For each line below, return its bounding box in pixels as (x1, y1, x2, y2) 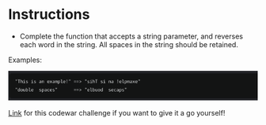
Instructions (8, 6, 90, 24)
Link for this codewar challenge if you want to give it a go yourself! (8, 108, 226, 117)
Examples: (8, 55, 42, 64)
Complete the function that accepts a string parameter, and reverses (19, 31, 244, 41)
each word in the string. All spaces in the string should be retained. (19, 39, 239, 49)
